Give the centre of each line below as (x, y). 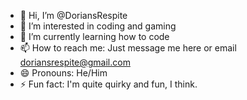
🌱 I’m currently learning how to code (94, 36)
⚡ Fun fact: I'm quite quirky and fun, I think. (108, 84)
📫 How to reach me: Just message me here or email (128, 48)
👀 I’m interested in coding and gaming (98, 26)
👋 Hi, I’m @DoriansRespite (73, 15)
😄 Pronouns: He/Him (63, 73)
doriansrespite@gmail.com (75, 62)
